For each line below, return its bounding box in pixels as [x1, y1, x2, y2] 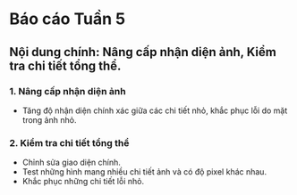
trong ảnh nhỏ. [21, 114, 77, 125]
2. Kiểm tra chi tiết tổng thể [9, 136, 130, 149]
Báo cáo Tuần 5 [9, 9, 126, 29]
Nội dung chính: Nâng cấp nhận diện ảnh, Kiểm [9, 45, 277, 60]
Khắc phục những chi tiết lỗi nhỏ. [21, 176, 145, 187]
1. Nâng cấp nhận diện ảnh [9, 85, 127, 97]
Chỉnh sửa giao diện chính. [21, 157, 121, 168]
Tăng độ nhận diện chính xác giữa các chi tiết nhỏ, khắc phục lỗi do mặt [21, 105, 288, 116]
